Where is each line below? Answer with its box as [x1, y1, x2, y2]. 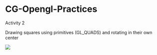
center [5, 35, 19, 41]
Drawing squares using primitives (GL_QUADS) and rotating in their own [5, 29, 153, 35]
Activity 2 [5, 20, 25, 26]
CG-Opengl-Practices [5, 3, 98, 15]
